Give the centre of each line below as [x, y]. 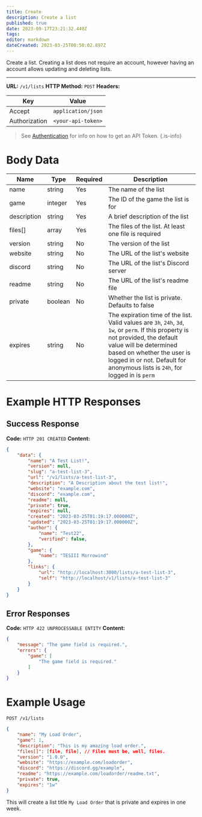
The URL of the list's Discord [148, 263]
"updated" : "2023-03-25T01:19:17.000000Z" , [83, 522]
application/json [78, 111]
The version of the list [139, 243]
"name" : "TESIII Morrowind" [74, 556]
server [117, 270]
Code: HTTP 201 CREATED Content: [48, 438]
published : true [26, 23]
